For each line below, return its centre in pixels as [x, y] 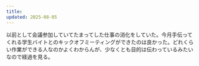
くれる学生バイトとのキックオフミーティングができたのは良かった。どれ [95, 42]
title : [14, 11]
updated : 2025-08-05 [32, 17]
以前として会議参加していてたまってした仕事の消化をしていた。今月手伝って [99, 34]
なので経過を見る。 [30, 57]
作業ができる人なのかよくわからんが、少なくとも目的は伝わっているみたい [102, 49]
